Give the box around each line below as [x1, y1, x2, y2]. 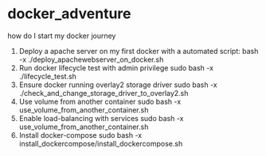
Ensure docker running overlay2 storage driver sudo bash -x [18, 80, 217, 89]
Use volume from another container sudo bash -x [18, 97, 182, 106]
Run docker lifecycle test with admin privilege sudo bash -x [18, 63, 214, 72]
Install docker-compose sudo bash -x [18, 130, 143, 139]
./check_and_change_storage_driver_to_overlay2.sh [18, 88, 189, 97]
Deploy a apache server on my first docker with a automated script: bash [18, 46, 259, 55]
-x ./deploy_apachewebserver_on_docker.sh [18, 55, 164, 64]
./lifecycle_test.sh [18, 71, 77, 81]
